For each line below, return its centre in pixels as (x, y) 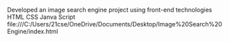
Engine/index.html (33, 31)
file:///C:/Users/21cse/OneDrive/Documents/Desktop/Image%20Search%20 (115, 24)
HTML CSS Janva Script (41, 17)
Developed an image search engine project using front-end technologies (110, 10)
